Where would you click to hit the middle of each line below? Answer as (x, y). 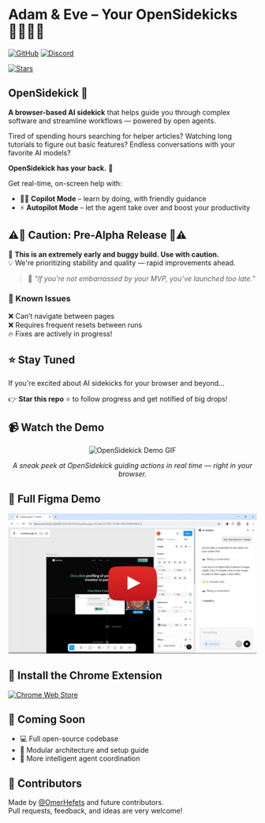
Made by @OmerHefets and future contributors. (86, 802)
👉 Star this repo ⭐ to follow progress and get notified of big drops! (118, 398)
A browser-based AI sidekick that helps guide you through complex (119, 112)
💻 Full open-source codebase (69, 739)
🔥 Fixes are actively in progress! (60, 334)
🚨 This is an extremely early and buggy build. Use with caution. (114, 254)
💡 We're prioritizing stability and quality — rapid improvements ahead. (122, 263)
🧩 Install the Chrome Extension (86, 676)
